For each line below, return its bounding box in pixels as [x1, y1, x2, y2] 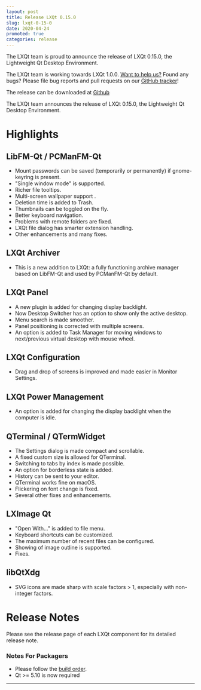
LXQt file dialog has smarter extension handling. [14, 225, 133, 231]
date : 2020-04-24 [6, 25, 50, 32]
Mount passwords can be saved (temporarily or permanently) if [14, 167, 172, 174]
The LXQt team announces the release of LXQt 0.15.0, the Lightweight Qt [6, 100, 185, 108]
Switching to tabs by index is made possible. [14, 460, 125, 467]
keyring [14, 174, 34, 180]
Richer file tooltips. [14, 186, 62, 193]
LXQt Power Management [6, 392, 104, 402]
